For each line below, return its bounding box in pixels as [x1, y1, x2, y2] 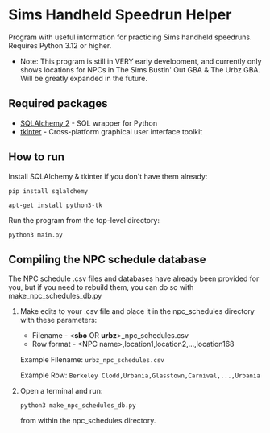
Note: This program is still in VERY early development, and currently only [19, 56, 262, 66]
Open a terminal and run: [19, 386, 103, 396]
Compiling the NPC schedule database [8, 252, 207, 266]
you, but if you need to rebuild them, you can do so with [8, 282, 194, 292]
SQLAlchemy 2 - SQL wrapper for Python [19, 118, 158, 128]
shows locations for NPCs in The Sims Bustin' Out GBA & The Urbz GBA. [19, 64, 261, 74]
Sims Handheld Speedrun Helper [8, 6, 232, 24]
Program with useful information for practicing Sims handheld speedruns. [8, 32, 252, 42]
